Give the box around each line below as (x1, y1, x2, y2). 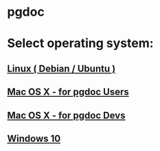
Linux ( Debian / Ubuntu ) (7, 62, 116, 74)
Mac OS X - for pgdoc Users (7, 86, 129, 98)
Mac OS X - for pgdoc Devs (7, 109, 126, 121)
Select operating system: (7, 36, 154, 51)
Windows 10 (7, 132, 61, 144)
